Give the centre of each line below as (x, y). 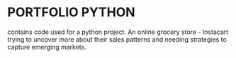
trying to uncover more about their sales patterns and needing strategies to (117, 39)
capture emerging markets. (47, 47)
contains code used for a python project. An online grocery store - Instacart (118, 32)
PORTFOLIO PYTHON (72, 12)
